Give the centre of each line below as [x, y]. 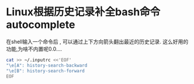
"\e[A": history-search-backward [47, 65]
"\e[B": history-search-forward [45, 71]
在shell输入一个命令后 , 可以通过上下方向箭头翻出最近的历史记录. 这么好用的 [97, 41]
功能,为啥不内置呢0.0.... [34, 49]
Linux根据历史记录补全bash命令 [83, 12]
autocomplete [41, 25]
